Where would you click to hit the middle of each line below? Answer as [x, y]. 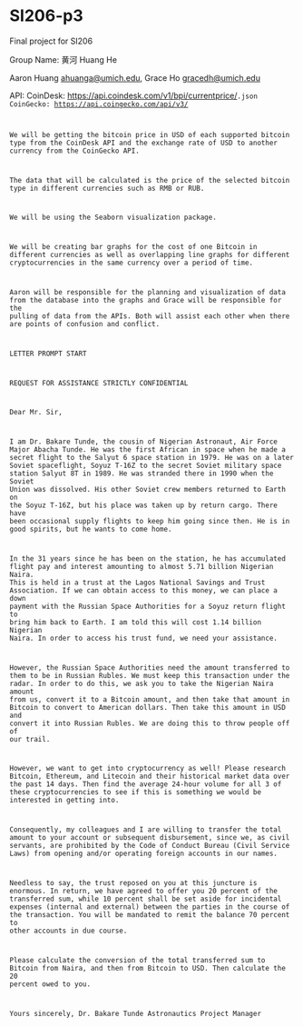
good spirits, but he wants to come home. [91, 529]
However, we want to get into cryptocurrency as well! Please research [147, 769]
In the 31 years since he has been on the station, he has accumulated [147, 558]
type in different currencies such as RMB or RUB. [107, 188]
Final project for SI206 [51, 41]
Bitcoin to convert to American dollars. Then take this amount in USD [147, 707]
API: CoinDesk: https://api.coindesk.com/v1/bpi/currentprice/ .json [134, 95]
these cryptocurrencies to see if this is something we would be [135, 793]
